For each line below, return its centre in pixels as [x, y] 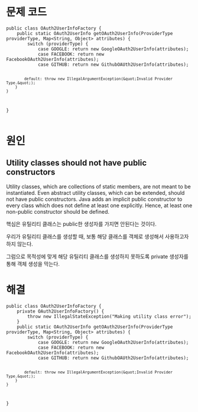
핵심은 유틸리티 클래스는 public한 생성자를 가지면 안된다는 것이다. [81, 224]
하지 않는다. [20, 244]
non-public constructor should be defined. [58, 211]
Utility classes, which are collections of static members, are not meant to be [98, 186]
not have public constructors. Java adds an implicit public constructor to [94, 199]
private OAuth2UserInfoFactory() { [61, 311]
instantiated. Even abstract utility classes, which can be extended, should [95, 192]
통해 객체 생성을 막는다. [33, 263]
